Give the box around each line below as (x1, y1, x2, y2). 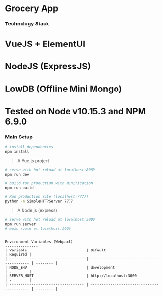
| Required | (5, 252, 32, 257)
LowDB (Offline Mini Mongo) (5, 83, 122, 94)
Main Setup (5, 133, 33, 140)
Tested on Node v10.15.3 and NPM (5, 106, 146, 116)
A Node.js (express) (17, 207, 57, 213)
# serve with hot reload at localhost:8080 (5, 167, 95, 172)
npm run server (5, 222, 36, 227)
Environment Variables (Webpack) (5, 239, 73, 244)
